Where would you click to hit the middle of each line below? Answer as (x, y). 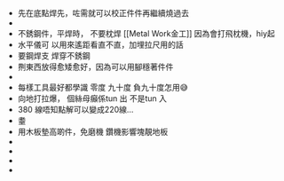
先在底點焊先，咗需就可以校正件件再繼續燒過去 (103, 13)
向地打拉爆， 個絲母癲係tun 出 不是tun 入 (92, 98)
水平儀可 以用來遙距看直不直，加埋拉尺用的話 (100, 44)
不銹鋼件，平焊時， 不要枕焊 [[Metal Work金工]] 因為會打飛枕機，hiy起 (146, 33)
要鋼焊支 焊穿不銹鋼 (54, 55)
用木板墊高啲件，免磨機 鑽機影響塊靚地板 (93, 132)
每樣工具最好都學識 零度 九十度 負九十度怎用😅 (103, 87)
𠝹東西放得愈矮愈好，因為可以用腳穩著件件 (95, 67)
